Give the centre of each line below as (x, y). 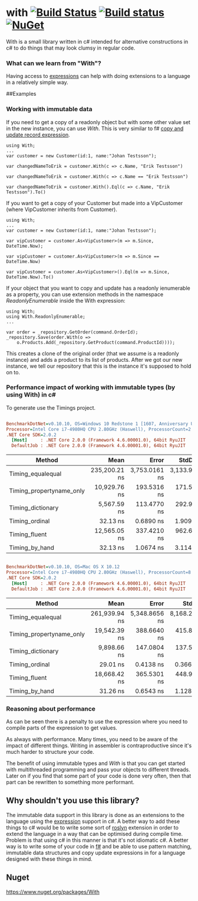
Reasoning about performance (51, 708)
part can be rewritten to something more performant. (70, 782)
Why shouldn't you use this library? (73, 801)
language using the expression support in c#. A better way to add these (93, 821)
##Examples (21, 94)
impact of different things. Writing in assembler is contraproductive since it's (99, 746)
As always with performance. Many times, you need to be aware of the (92, 739)
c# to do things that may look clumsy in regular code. (71, 48)
